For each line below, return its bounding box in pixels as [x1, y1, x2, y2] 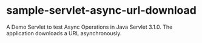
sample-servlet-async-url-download [6, 4, 197, 17]
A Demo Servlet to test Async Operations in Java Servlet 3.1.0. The [6, 23, 173, 30]
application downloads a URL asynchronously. [6, 29, 122, 36]
